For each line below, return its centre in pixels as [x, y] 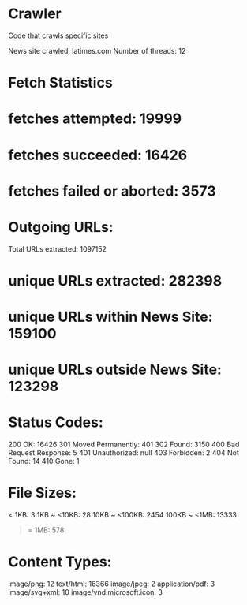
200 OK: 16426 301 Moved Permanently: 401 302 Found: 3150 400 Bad [124, 444]
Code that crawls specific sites [58, 35]
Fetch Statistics [60, 83]
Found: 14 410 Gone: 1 [44, 461]
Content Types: [60, 562]
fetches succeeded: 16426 [98, 155]
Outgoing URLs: [61, 227]
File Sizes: [43, 493]
